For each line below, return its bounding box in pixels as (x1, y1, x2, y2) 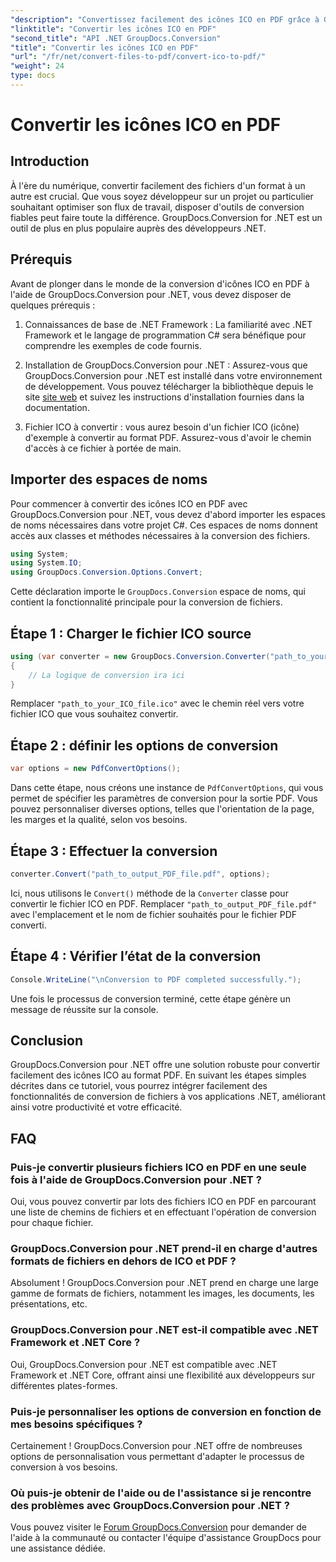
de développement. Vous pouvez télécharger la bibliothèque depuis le (24, 380, 314, 392)
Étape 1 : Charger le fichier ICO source (10, 625, 252, 642)
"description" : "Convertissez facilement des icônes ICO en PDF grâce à (10, 14, 320, 25)
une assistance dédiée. (10, 1542, 107, 1555)
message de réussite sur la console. (10, 1003, 159, 1015)
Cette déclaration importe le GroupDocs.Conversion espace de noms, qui (10, 586, 306, 598)
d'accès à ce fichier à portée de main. (24, 442, 182, 454)
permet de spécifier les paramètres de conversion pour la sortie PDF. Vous (10, 792, 318, 805)
